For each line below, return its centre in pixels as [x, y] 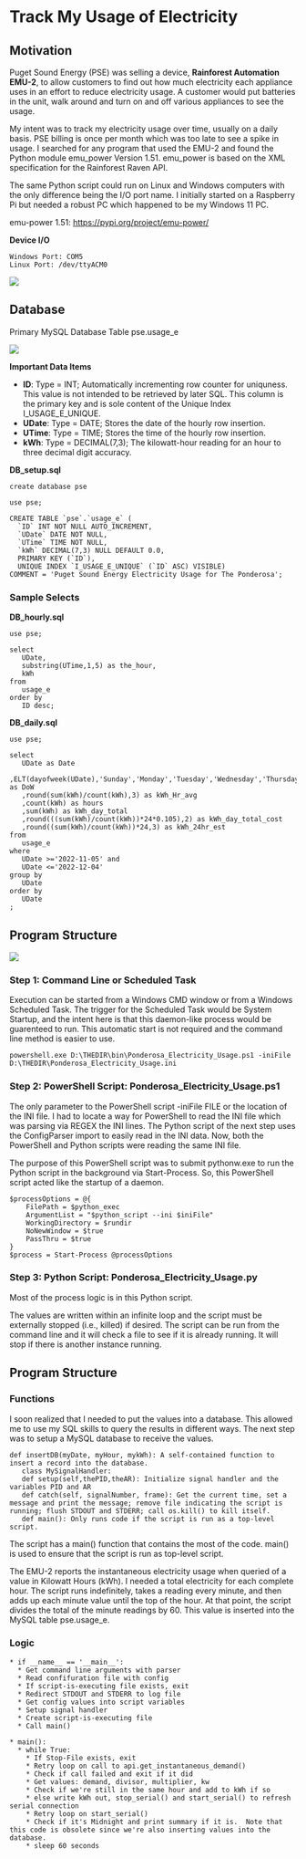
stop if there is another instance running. [86, 1344]
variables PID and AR [51, 1487]
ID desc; [38, 706]
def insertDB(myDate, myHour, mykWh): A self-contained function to [142, 1455]
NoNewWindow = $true [65, 1231]
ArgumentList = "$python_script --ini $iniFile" [120, 1215]
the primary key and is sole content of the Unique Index [127, 403]
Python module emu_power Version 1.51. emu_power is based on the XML [148, 158]
